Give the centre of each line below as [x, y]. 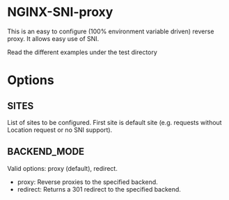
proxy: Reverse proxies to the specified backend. [87, 182]
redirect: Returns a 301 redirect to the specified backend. [99, 189]
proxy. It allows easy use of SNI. [53, 38]
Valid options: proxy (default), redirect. [63, 168]
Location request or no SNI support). [60, 130]
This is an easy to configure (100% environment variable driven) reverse [111, 31]
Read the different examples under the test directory [82, 52]
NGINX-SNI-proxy [60, 12]
